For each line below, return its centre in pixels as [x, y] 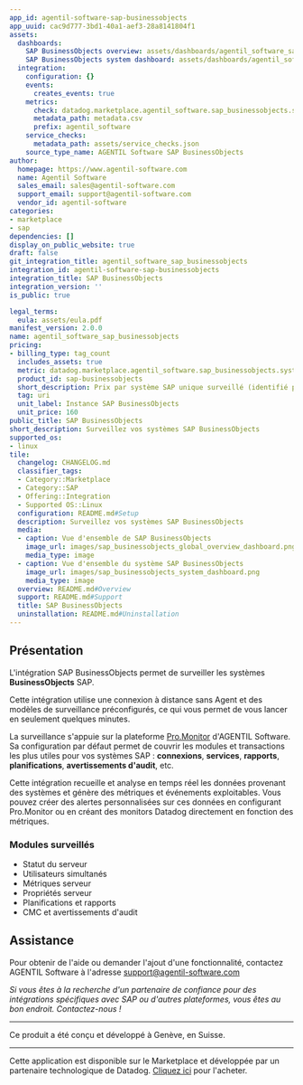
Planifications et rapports [69, 902]
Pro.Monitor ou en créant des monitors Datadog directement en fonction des [151, 811]
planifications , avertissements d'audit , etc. [92, 765]
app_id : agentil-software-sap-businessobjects [98, 18]
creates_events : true [74, 93]
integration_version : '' [56, 287]
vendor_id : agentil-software [72, 203]
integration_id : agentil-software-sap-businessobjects [115, 270]
